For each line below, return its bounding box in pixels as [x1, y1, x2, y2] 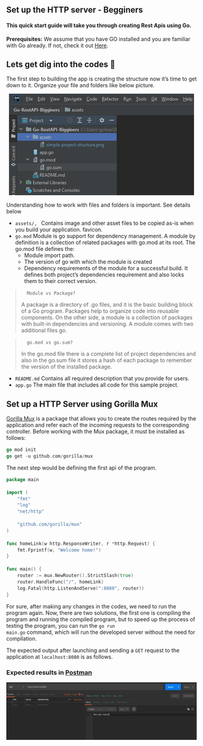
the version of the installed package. [21, 363, 112, 370]
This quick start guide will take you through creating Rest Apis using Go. [6, 21, 192, 29]
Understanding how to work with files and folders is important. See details [6, 201, 191, 208]
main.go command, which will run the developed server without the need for [6, 628, 195, 636]
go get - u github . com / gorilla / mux [6, 453, 94, 459]
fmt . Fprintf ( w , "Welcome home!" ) [17, 547, 101, 553]
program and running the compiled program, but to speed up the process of [6, 615, 195, 623]
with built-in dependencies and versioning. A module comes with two [21, 321, 194, 328]
